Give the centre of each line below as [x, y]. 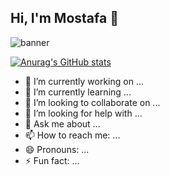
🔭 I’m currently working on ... [84, 81]
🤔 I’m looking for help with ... [83, 113]
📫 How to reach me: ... [72, 135]
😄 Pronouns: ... [57, 149]
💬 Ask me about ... [62, 123]
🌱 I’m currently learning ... [78, 92]
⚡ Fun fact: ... [52, 160]
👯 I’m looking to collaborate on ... [92, 102]
